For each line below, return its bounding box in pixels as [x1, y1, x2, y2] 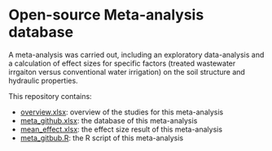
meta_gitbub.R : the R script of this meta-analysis [20, 132, 184, 143]
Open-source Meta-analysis [8, 6, 204, 24]
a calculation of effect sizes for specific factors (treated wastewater [8, 58, 236, 68]
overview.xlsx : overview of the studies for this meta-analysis [20, 107, 224, 117]
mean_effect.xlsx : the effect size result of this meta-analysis [20, 124, 222, 134]
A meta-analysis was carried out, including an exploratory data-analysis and [8, 50, 265, 59]
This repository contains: [8, 91, 92, 101]
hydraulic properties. [8, 75, 79, 85]
